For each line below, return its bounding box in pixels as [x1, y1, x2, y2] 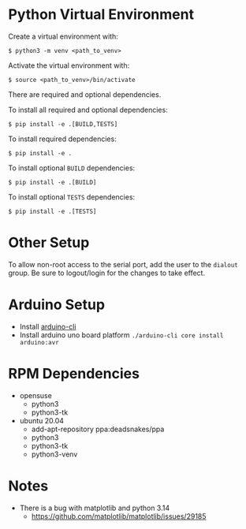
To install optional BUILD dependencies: [8, 163, 136, 173]
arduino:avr [19, 338, 59, 346]
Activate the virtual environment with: [8, 61, 130, 70]
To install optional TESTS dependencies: [8, 192, 136, 202]
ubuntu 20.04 [19, 415, 65, 425]
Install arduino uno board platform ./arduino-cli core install [19, 330, 224, 340]
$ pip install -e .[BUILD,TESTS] [8, 120, 118, 128]
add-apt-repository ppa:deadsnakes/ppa [31, 424, 165, 434]
